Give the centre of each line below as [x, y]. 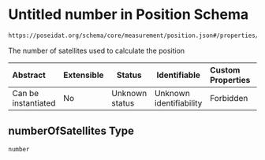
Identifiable [179, 75]
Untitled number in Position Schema [129, 15]
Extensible [83, 75]
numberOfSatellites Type [71, 131]
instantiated [34, 102]
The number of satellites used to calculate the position [97, 50]
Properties [230, 80]
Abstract [29, 75]
